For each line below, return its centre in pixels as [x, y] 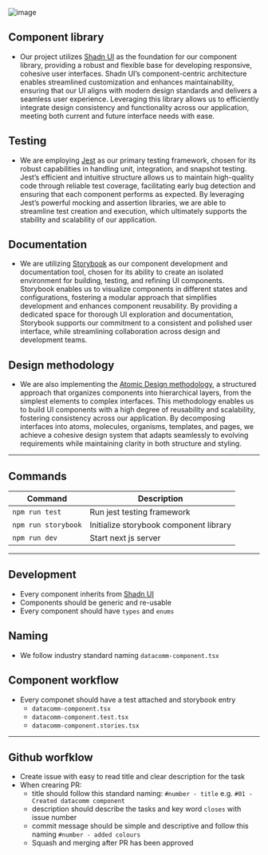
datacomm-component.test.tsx [80, 717]
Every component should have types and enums [97, 611]
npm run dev [35, 538]
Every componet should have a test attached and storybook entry [128, 699]
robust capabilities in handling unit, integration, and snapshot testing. [133, 168]
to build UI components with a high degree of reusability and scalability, [138, 410]
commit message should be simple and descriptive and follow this [140, 826]
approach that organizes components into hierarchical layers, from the [136, 393]
